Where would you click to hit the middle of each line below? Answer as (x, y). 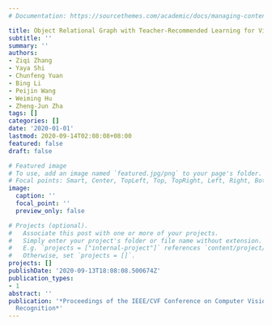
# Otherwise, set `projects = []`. (72, 256)
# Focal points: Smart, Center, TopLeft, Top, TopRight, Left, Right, (130, 181)
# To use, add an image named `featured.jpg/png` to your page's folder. (136, 173)
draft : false (30, 151)
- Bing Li (25, 83)
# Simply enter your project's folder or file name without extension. (136, 241)
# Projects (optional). (49, 225)
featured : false (36, 143)
